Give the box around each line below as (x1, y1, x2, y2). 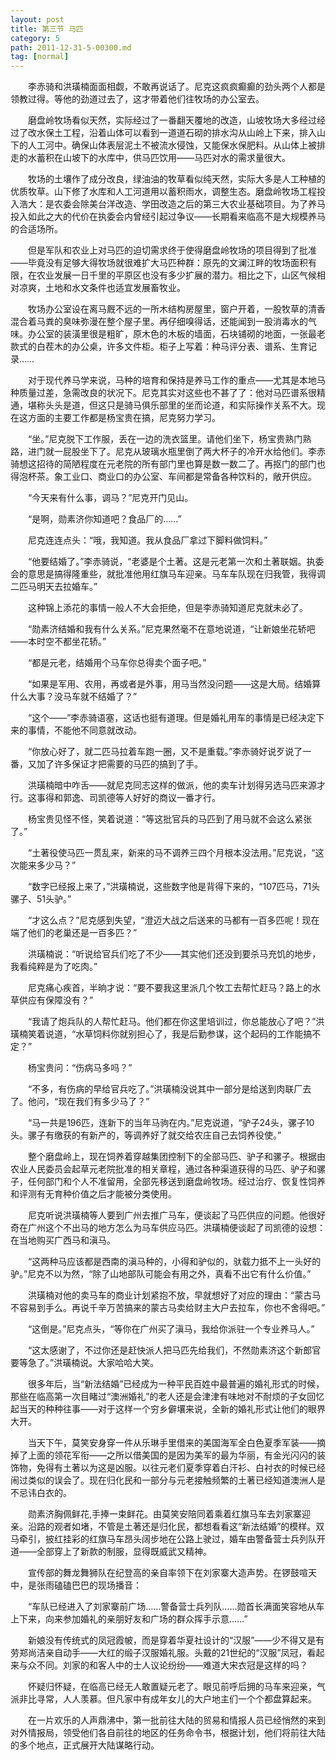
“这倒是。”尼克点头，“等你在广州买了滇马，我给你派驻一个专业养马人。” (27, 1323, 315, 1335)
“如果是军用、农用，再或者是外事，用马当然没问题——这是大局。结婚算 (27, 678, 322, 690)
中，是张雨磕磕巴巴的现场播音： (10, 1579, 142, 1591)
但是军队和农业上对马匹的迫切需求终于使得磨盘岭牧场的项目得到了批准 (27, 244, 317, 256)
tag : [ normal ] (10, 52, 70, 62)
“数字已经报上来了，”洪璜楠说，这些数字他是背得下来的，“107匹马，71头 (27, 881, 321, 893)
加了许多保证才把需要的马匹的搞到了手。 (36, 758, 203, 770)
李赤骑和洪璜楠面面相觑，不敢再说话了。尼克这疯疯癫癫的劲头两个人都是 (27, 81, 326, 93)
